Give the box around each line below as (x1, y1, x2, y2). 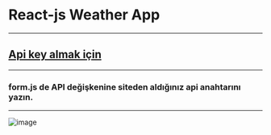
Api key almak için (8, 48, 102, 61)
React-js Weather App (8, 6, 161, 24)
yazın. (8, 91, 34, 103)
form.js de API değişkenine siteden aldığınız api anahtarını (8, 81, 241, 92)
